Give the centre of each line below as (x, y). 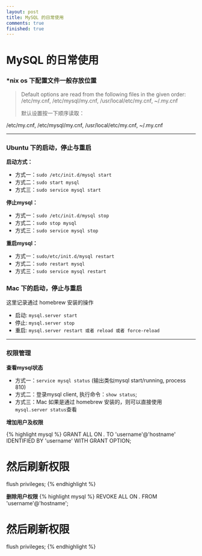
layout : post (23, 12)
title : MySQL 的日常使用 (35, 17)
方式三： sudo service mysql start (58, 190)
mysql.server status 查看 (46, 409)
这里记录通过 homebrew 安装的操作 (50, 303)
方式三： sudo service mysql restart (60, 271)
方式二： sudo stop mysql (46, 223)
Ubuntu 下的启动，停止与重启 (49, 147)
